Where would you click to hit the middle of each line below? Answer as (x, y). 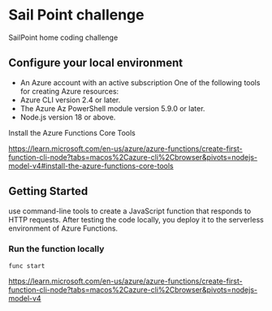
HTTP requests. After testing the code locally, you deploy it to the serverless (136, 219)
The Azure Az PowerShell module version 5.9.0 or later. (112, 108)
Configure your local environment (96, 63)
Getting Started (48, 191)
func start (27, 266)
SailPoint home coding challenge (63, 37)
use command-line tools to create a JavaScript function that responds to (130, 211)
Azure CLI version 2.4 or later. (70, 100)
